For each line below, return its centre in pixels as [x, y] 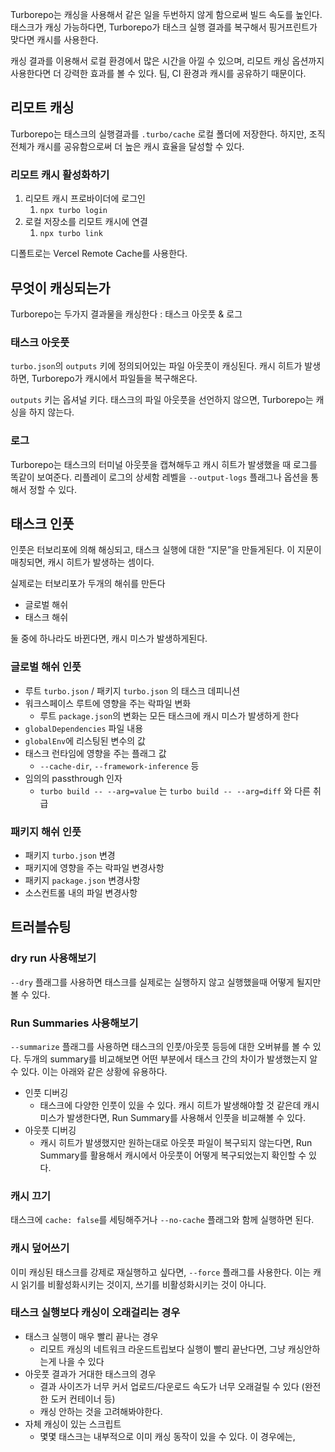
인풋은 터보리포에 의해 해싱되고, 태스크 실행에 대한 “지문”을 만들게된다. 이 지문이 [166, 550]
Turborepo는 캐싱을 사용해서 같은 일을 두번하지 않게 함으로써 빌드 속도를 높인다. [166, 14]
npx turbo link [71, 234]
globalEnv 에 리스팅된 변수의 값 [85, 740]
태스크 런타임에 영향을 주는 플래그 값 [95, 753]
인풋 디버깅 [46, 1092]
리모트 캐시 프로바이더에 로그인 [85, 199]
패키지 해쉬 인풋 [46, 831]
